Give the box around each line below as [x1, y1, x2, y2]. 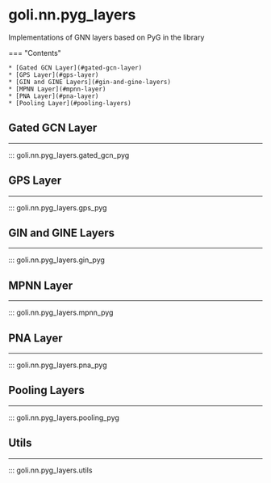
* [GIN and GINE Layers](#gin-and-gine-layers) [8, 78, 172, 86]
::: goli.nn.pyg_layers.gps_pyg [8, 202, 107, 212]
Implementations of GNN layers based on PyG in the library [8, 32, 205, 42]
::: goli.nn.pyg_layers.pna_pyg [8, 360, 107, 370]
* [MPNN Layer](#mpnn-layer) [8, 85, 106, 93]
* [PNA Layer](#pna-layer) [8, 91, 99, 100]
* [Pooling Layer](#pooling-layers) [8, 99, 131, 107]
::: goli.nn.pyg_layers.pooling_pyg [8, 413, 119, 422]
